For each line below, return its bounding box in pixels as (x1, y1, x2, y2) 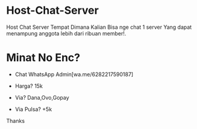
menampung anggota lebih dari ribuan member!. (6, 29, 127, 37)
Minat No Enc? (6, 51, 80, 65)
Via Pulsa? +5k (14, 106, 52, 113)
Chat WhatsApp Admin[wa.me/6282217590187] (14, 70, 134, 78)
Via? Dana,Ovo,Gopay (14, 94, 69, 101)
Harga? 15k (14, 82, 43, 89)
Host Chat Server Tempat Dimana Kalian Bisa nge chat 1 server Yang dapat (6, 23, 192, 31)
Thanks (6, 117, 25, 124)
